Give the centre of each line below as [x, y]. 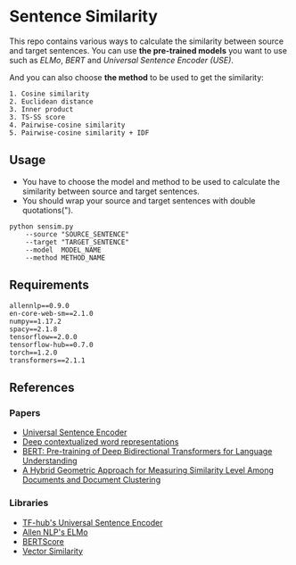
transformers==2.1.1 [48, 360]
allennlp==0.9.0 [39, 305]
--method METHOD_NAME [65, 258]
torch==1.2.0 [33, 353]
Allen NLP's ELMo [55, 532]
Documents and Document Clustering [91, 480]
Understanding [49, 461]
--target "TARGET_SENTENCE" [77, 242]
